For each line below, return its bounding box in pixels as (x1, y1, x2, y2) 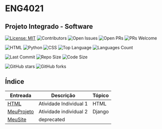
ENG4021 (5, 3, 44, 14)
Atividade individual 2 (38, 108, 88, 115)
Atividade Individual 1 (38, 100, 88, 107)
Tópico (92, 92, 109, 99)
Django (92, 108, 109, 115)
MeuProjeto (7, 108, 34, 115)
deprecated (38, 116, 65, 123)
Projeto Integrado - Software (5, 22, 93, 31)
